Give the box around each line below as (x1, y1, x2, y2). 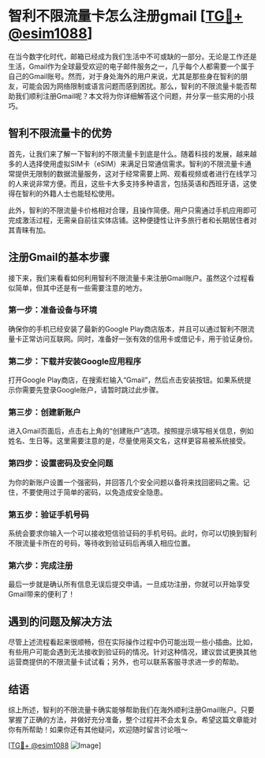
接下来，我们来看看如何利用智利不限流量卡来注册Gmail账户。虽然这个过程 (8, 273, 248, 282)
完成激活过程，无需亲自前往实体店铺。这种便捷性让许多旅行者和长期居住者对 (8, 215, 257, 225)
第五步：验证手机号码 (8, 509, 89, 520)
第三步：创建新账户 (8, 407, 81, 418)
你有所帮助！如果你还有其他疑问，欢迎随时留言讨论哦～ (8, 725, 188, 734)
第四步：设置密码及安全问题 (8, 458, 114, 469)
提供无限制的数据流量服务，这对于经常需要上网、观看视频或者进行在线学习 (14, 169, 257, 178)
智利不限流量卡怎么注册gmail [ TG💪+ (8, 7, 244, 25)
